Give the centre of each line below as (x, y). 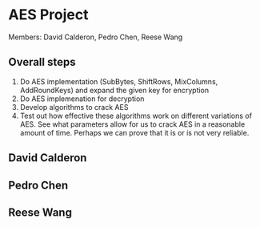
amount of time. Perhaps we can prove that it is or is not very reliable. (134, 132)
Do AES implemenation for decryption (82, 99)
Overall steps (42, 62)
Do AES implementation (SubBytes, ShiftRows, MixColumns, (119, 81)
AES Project (48, 15)
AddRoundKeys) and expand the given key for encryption (114, 90)
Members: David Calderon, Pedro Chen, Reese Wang (96, 37)
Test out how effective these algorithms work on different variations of (136, 116)
